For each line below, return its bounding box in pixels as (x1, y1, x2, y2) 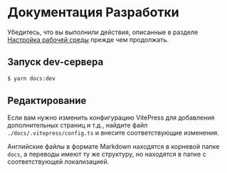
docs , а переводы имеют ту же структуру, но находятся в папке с (7, 150, 206, 159)
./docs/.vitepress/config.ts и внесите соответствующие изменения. (7, 129, 219, 137)
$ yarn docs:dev (7, 75, 56, 82)
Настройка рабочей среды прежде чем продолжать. (7, 35, 169, 43)
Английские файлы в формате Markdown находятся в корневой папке (7, 142, 220, 151)
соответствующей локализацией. (7, 157, 110, 166)
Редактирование (7, 95, 87, 107)
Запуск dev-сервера (7, 56, 104, 68)
